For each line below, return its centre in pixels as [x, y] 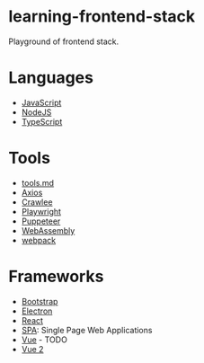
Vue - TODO [44, 340]
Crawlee [37, 202]
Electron [37, 311]
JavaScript [41, 102]
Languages [51, 78]
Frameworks [56, 277]
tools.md [38, 182]
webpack [38, 240]
